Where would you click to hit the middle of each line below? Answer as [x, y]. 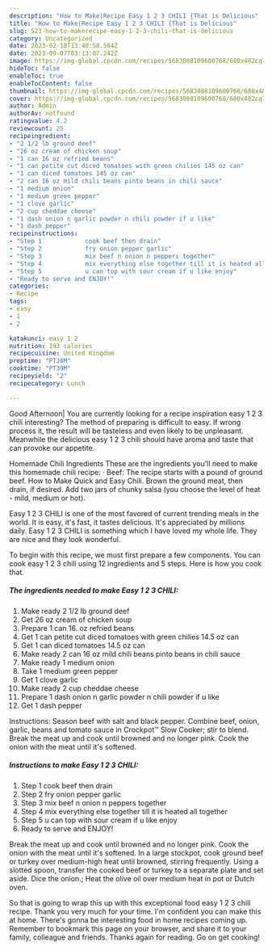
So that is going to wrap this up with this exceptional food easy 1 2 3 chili [130, 902]
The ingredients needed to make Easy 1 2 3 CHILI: [94, 591]
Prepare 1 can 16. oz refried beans [77, 628]
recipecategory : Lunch [47, 383]
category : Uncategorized [51, 38]
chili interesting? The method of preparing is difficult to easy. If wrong [125, 422]
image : [20, 61]
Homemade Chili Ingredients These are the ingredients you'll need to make [133, 463]
